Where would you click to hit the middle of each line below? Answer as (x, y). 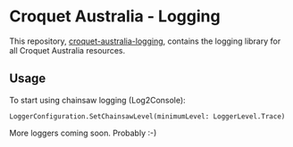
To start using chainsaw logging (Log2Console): (97, 100)
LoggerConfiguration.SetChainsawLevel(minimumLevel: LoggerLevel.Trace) (147, 116)
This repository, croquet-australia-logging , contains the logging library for (145, 41)
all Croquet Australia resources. (67, 50)
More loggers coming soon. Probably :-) (83, 133)
